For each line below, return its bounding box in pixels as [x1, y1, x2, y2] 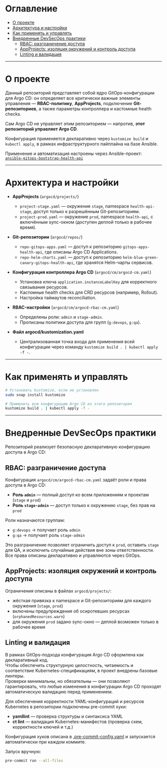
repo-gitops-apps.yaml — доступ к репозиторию [19, 244, 122, 250]
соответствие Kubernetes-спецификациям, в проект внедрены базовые [5, 667, 158, 673]
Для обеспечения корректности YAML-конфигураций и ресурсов [5, 698, 144, 704]
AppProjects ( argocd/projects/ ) [12, 193, 79, 199]
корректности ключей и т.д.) [12, 724, 74, 730]
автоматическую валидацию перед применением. [5, 688, 113, 695]
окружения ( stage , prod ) [12, 603, 63, 609]
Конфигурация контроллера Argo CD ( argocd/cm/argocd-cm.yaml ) [12, 269, 152, 275]
